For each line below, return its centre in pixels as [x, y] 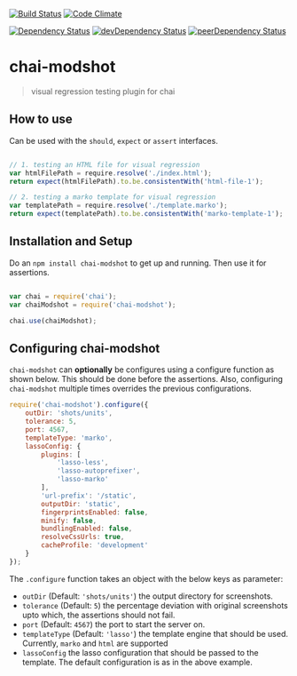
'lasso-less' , [82, 463]
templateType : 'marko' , [69, 438]
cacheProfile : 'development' [95, 545]
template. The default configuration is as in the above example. [137, 662]
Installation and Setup [71, 241]
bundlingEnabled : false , [87, 529]
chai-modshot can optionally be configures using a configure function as [142, 370]
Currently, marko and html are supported [95, 643]
